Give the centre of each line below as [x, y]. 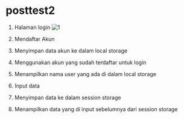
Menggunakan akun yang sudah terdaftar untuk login [80, 62]
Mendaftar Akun [34, 39]
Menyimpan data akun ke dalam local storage [71, 50]
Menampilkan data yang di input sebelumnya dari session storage [96, 109]
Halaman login [32, 27]
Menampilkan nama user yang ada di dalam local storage [85, 74]
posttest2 [30, 11]
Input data [27, 86]
